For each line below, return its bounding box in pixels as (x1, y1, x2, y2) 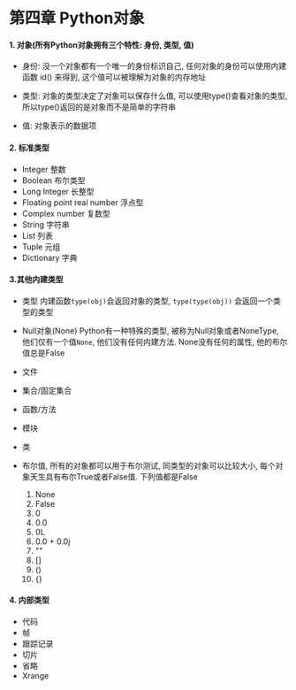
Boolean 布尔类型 (21, 174, 86, 186)
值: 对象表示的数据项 (21, 120, 97, 131)
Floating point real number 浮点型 (21, 196, 144, 208)
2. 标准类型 (9, 142, 50, 153)
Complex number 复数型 (21, 208, 110, 218)
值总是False (21, 347, 65, 358)
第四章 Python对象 (9, 8, 145, 28)
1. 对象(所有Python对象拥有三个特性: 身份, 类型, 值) (9, 39, 194, 50)
